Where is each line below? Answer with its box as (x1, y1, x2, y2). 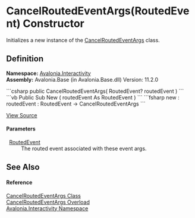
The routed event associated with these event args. (21, 145, 147, 152)
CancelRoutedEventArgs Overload (6, 198, 90, 205)
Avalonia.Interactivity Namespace (6, 204, 89, 212)
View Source (6, 111, 37, 119)
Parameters (6, 125, 36, 132)
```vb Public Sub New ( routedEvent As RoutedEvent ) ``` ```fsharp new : (6, 94, 180, 101)
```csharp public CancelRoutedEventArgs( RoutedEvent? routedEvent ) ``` (6, 88, 184, 95)
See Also (6, 162, 40, 172)
